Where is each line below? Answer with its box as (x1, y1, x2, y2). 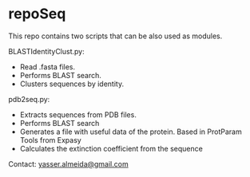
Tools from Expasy (19, 135, 81, 144)
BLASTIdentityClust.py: (8, 46, 85, 56)
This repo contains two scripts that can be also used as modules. (8, 31, 223, 41)
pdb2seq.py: (8, 94, 50, 104)
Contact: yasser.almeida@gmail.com (8, 159, 129, 168)
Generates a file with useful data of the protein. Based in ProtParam (19, 127, 242, 136)
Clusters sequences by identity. (19, 79, 125, 88)
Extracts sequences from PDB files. (19, 109, 137, 120)
